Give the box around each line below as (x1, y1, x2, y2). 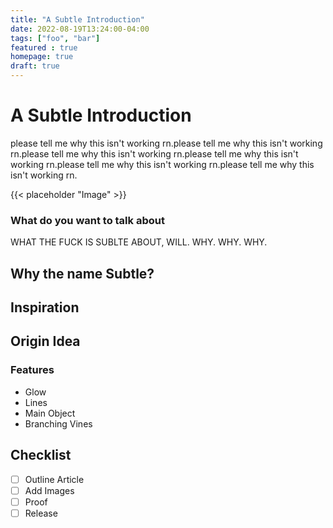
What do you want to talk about (10, 213, 165, 227)
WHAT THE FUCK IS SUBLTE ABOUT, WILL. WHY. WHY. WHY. (10, 236, 268, 248)
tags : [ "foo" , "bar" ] (10, 33, 101, 43)
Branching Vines (24, 417, 93, 430)
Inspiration (10, 299, 80, 316)
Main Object (24, 407, 76, 419)
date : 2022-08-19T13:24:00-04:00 (10, 24, 150, 34)
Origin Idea (10, 333, 81, 350)
